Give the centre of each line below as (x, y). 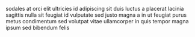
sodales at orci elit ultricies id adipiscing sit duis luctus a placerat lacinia (95, 9)
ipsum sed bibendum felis (38, 27)
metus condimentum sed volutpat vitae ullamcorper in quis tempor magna (97, 21)
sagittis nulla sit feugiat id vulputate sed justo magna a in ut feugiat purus (96, 15)
